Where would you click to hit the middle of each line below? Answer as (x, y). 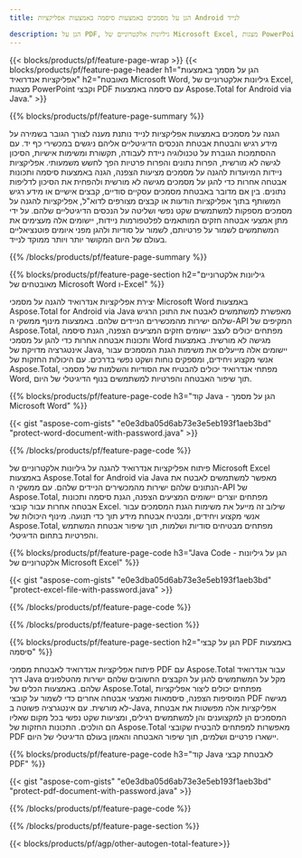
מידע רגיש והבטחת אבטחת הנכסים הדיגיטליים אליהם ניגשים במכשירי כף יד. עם (143, 143)
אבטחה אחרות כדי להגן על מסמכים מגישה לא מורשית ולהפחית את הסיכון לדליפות (148, 181)
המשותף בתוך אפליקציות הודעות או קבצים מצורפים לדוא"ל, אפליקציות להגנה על (145, 201)
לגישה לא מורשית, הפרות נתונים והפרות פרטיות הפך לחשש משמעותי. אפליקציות (145, 162)
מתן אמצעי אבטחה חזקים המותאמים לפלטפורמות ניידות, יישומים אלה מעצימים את (149, 220)
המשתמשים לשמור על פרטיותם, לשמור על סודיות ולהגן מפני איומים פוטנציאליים (144, 229)
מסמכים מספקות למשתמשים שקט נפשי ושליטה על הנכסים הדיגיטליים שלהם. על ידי (151, 210)
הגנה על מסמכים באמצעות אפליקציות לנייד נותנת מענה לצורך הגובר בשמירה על (145, 133)
